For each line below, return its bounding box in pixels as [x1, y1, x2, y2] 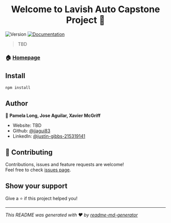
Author [5, 99, 28, 108]
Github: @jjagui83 [12, 128, 51, 134]
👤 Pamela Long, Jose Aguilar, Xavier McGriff [5, 113, 101, 119]
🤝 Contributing [5, 148, 53, 156]
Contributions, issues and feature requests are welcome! [5, 162, 124, 168]
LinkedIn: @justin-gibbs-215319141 [12, 133, 85, 139]
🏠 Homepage [5, 54, 41, 61]
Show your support [5, 181, 68, 190]
